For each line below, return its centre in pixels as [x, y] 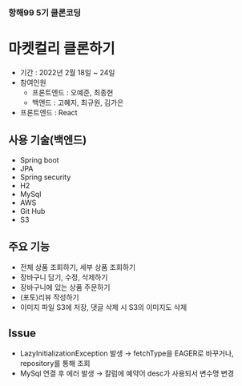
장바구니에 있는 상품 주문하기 [65, 287]
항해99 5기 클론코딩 [45, 12]
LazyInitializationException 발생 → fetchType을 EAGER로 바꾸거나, [127, 353]
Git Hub [32, 211]
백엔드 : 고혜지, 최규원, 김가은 [78, 103]
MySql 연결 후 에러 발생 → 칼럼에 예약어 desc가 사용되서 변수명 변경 [127, 373]
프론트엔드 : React [48, 112]
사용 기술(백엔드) [48, 141]
